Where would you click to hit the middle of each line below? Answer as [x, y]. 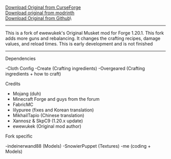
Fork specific [19, 136]
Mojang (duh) [27, 94]
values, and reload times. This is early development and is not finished [79, 44]
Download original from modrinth [40, 13]
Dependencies [21, 59]
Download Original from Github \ [38, 18]
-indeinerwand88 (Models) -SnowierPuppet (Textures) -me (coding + [78, 146]
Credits [13, 84]
